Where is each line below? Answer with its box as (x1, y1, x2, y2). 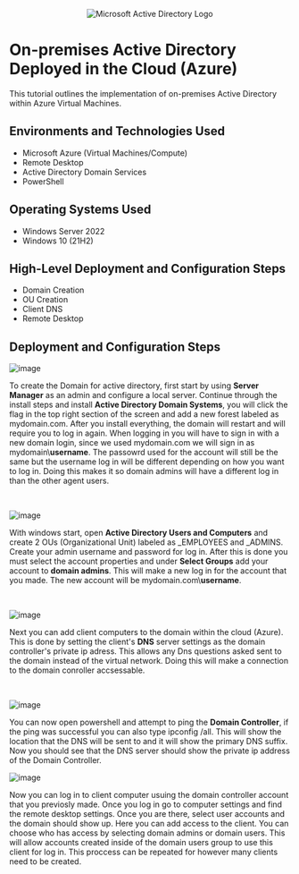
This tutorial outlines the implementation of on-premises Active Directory (9, 88, 278, 98)
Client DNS (21, 304, 63, 315)
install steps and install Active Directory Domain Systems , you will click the (9, 399, 288, 411)
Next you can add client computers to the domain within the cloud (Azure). (9, 627, 284, 638)
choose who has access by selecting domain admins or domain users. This (9, 827, 286, 838)
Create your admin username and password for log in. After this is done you (9, 547, 288, 557)
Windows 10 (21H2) (21, 235, 94, 246)
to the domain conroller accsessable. (9, 665, 145, 675)
